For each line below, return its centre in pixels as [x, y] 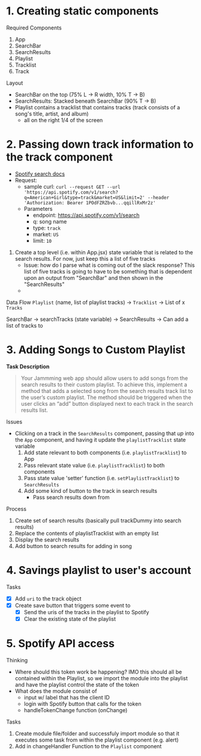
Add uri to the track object [48, 599]
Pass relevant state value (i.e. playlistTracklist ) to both [94, 465]
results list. [34, 410]
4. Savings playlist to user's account [99, 570]
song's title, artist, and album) [52, 114]
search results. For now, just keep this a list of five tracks [85, 258]
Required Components [34, 28]
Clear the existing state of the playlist [70, 619]
